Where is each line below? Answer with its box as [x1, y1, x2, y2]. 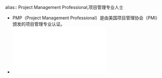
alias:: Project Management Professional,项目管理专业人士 [5, 4, 124, 10]
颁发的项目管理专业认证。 [12, 21, 65, 27]
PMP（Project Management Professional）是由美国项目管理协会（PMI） [12, 15, 161, 21]
